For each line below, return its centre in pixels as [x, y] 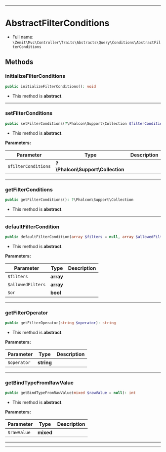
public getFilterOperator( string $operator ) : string [61, 323]
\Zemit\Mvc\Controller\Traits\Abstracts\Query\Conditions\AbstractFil [86, 43]
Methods [19, 62]
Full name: [23, 37]
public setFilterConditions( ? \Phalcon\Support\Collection [66, 124]
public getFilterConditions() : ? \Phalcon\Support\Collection [69, 200]
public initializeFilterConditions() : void [51, 86]
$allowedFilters [27, 285]
